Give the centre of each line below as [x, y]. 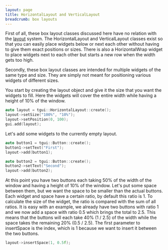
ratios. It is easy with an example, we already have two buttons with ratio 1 [82, 207]
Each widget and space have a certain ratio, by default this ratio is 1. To [79, 196]
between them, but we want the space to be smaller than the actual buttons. [84, 191]
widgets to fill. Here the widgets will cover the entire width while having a [81, 95]
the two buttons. [22, 233]
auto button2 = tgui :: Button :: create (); [48, 161]
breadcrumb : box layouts [31, 19]
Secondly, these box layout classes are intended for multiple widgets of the [83, 70]
